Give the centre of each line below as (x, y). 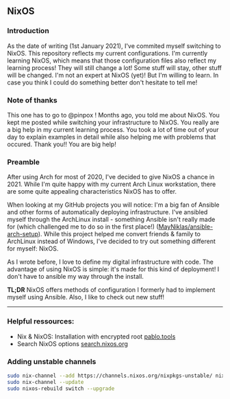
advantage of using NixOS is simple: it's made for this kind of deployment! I (113, 269)
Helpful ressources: (41, 321)
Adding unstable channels (52, 361)
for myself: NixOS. (33, 249)
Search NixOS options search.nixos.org (73, 343)
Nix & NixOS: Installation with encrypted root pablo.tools (96, 337)
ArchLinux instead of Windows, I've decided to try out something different (111, 241)
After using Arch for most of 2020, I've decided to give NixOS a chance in (111, 177)
